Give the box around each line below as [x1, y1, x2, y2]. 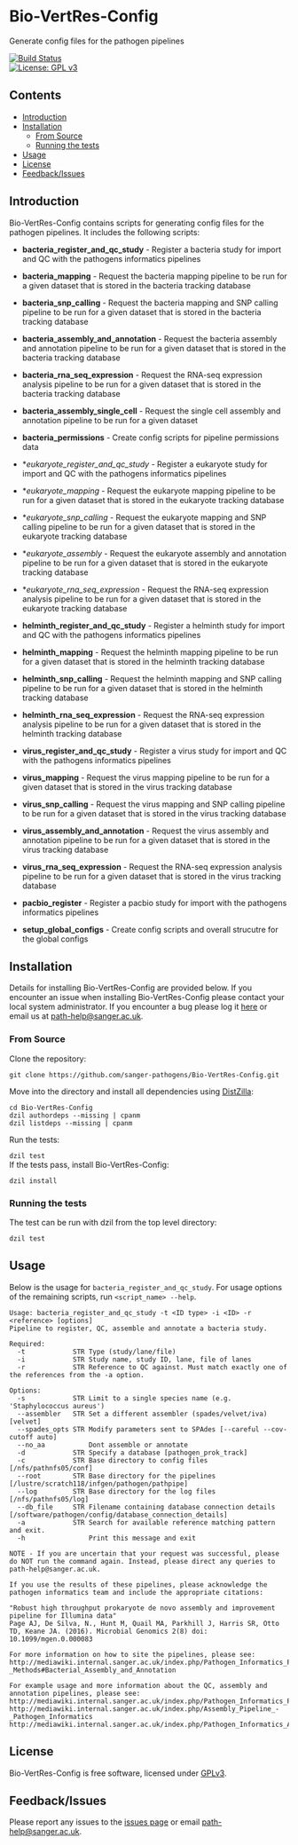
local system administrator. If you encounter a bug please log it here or [9, 1001, 268, 1013]
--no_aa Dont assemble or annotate [17, 1440, 189, 1449]
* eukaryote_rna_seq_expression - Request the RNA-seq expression [21, 584, 269, 595]
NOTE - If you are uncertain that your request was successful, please [9, 1549, 279, 1558]
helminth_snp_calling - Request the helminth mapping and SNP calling [21, 673, 282, 684]
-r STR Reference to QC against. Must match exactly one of [17, 1362, 288, 1372]
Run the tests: [9, 1134, 60, 1145]
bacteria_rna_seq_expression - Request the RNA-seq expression [21, 369, 263, 380]
